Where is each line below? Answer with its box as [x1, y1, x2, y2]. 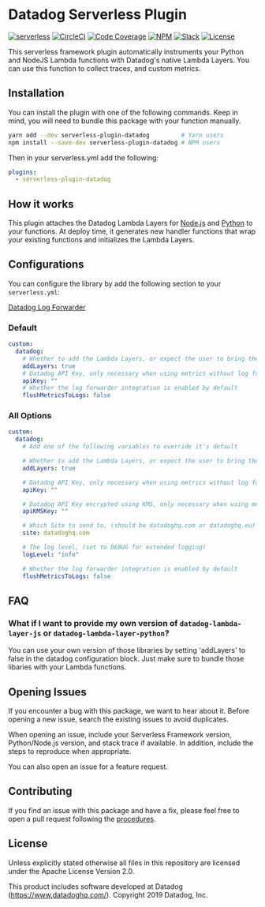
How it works [8, 197, 74, 211]
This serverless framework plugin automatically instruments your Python [8, 47, 244, 56]
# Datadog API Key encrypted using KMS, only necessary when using [22, 500, 248, 508]
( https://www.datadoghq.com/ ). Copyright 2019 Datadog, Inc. [8, 890, 208, 899]
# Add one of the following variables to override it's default [22, 443, 238, 451]
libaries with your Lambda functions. [8, 662, 127, 672]
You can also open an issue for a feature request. [8, 762, 168, 771]
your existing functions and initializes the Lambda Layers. [8, 235, 195, 245]
